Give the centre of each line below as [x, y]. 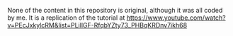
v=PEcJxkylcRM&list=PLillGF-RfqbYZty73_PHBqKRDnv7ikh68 [97, 25]
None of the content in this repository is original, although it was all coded [115, 10]
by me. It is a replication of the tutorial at [66, 18]
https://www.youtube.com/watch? [176, 18]
